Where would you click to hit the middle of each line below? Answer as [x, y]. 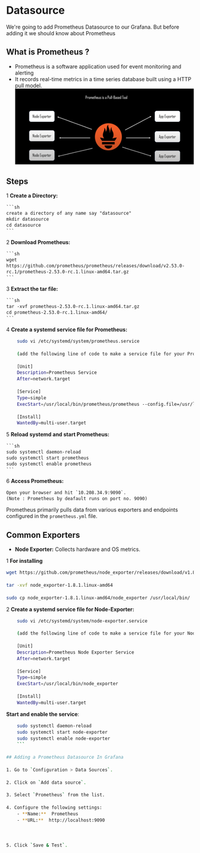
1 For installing [24, 561]
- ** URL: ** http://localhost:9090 [61, 820]
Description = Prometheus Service [57, 373]
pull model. [29, 85]
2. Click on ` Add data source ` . [46, 783]
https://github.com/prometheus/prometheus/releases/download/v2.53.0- [96, 266]
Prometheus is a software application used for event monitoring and [98, 66]
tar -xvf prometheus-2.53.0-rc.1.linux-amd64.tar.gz [73, 307]
